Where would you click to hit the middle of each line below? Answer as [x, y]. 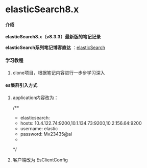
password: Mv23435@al [46, 134]
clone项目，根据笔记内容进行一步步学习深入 [59, 73]
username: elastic [39, 128]
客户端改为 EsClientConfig [40, 160]
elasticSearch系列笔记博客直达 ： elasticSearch [55, 47]
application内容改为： [35, 98]
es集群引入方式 [21, 85]
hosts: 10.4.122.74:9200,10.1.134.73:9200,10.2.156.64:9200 [81, 123]
